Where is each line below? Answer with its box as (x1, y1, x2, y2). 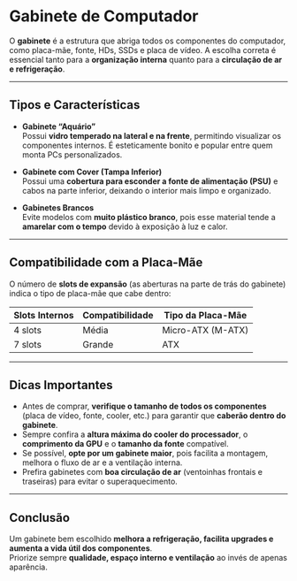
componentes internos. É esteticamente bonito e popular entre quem (21, 140, 273, 150)
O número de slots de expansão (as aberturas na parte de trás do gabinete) (9, 279, 286, 289)
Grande (82, 338, 114, 350)
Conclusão (9, 510, 71, 525)
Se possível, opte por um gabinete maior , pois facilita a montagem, (21, 448, 269, 459)
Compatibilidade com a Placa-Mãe (9, 255, 203, 271)
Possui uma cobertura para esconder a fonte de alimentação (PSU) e (21, 175, 278, 187)
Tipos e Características (9, 97, 141, 112)
